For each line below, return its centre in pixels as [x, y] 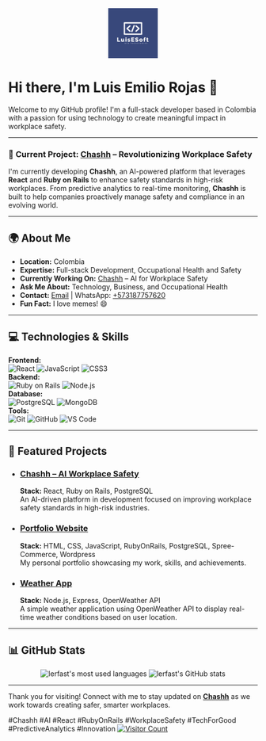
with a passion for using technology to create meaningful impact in [117, 117]
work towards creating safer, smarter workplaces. [89, 705]
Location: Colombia [52, 262]
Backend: [24, 376]
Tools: [19, 411]
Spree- [223, 545]
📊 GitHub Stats [47, 650]
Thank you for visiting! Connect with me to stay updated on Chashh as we [129, 696]
